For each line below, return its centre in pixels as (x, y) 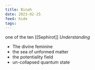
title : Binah (19, 10)
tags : (11, 23)
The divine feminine (32, 47)
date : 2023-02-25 (23, 14)
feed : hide (16, 19)
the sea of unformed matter (40, 52)
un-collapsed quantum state (41, 62)
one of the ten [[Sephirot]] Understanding (47, 37)
